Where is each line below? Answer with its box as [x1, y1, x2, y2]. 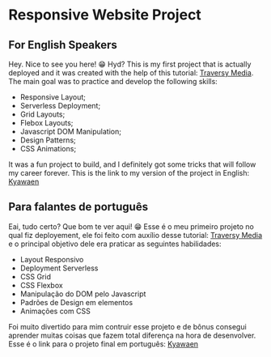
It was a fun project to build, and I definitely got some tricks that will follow [8, 159, 256, 169]
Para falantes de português [8, 200, 148, 214]
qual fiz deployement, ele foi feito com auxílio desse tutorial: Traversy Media [8, 230, 263, 240]
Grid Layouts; [19, 109, 66, 119]
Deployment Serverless [19, 263, 99, 273]
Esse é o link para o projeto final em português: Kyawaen [8, 338, 199, 349]
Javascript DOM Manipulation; [19, 127, 121, 136]
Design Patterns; [19, 135, 77, 145]
